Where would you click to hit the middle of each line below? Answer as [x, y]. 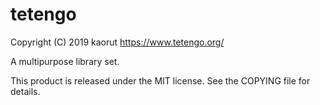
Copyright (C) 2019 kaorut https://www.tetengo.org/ [117, 42]
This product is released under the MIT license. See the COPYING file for [160, 80]
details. [25, 91]
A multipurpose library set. [65, 61]
